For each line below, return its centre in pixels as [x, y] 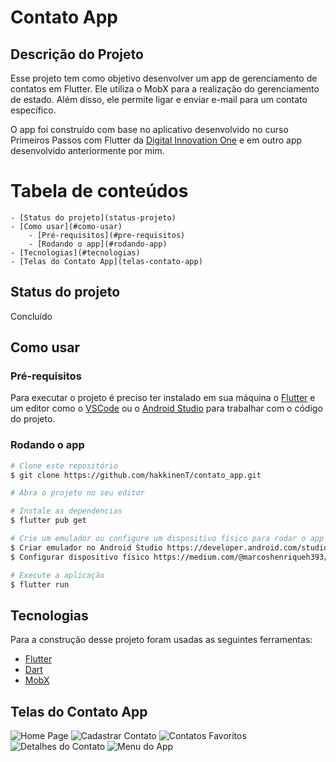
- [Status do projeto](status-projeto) [93, 217]
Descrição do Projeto [77, 54]
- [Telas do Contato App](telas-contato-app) [106, 261]
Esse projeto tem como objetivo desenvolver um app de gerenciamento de [164, 78]
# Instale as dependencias [66, 511]
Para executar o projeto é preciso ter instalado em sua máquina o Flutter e [163, 398]
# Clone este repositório [64, 466]
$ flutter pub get [48, 521]
